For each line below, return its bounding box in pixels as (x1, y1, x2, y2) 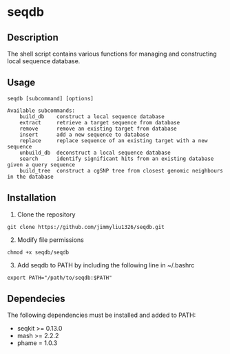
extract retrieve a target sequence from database (19, 119, 180, 126)
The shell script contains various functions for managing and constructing (7, 49, 217, 58)
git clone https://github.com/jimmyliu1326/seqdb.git (7, 223, 165, 230)
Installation (7, 192, 56, 203)
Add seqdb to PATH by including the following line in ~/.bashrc (17, 261, 195, 269)
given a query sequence (7, 161, 76, 168)
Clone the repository (17, 210, 76, 219)
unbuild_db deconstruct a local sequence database (19, 149, 171, 156)
